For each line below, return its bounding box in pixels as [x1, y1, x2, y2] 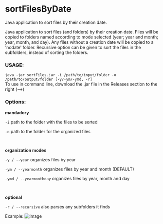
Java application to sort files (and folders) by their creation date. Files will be [5, 29, 159, 34]
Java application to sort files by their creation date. [5, 19, 107, 25]
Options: [5, 99, 26, 105]
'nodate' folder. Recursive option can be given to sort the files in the [5, 44, 141, 50]
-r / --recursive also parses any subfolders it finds [5, 204, 110, 209]
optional [5, 194, 22, 200]
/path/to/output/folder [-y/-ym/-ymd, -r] [5, 77, 92, 82]
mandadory [5, 109, 29, 115]
